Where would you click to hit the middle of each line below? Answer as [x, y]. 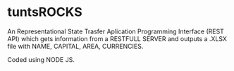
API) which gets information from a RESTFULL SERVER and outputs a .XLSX [117, 38]
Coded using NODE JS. [41, 59]
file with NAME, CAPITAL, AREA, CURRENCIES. [75, 46]
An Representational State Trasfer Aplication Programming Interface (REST [116, 31]
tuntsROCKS [45, 12]
